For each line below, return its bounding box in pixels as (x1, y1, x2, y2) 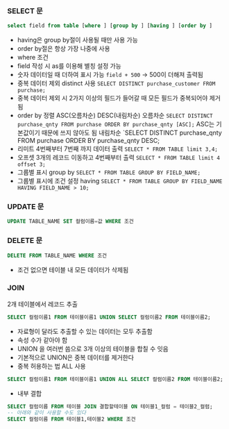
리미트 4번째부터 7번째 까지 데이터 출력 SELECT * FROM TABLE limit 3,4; (17, 144, 219, 153)
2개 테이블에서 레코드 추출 (7, 300, 78, 308)
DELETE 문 (7, 236, 43, 246)
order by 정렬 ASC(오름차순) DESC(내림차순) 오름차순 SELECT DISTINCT (17, 111, 213, 119)
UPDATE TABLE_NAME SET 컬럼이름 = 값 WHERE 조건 (7, 218, 134, 225)
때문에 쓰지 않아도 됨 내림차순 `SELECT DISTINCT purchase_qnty (41, 128, 222, 137)
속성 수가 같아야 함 (17, 335, 68, 344)
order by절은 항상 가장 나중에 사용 (17, 44, 110, 53)
